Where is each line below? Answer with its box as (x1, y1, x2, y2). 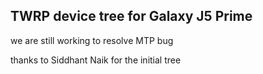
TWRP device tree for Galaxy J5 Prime (10, 8, 253, 25)
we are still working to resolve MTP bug (10, 34, 174, 46)
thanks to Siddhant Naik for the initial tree (10, 54, 182, 66)
